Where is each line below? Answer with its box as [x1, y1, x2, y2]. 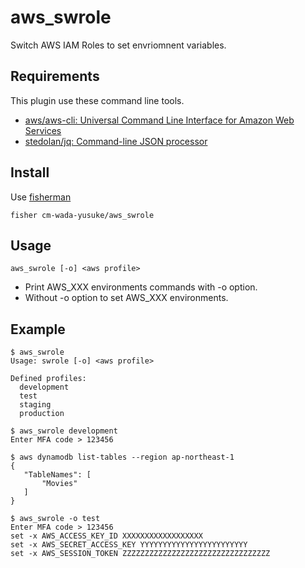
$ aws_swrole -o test [10, 514, 101, 524]
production [19, 409, 65, 419]
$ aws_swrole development [10, 426, 118, 436]
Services [24, 124, 62, 136]
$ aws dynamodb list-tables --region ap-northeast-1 [10, 452, 235, 463]
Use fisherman [10, 191, 72, 203]
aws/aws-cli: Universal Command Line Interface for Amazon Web [24, 114, 295, 126]
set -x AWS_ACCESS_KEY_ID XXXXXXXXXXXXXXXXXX [10, 531, 203, 541]
